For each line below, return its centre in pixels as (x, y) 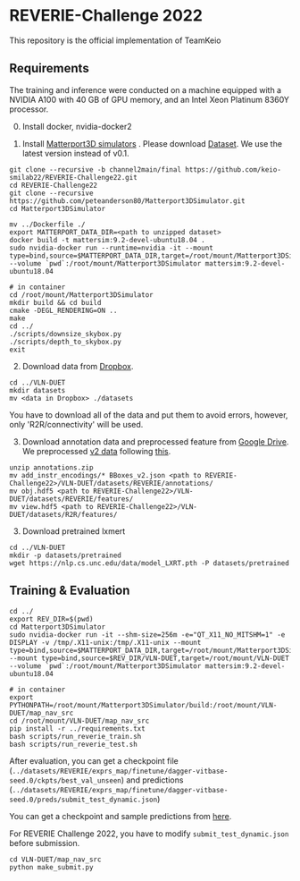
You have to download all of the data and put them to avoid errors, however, (149, 415)
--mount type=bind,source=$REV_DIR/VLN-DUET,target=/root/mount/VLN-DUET (150, 658)
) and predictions (152, 780)
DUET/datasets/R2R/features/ (63, 514)
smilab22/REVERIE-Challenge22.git (74, 177)
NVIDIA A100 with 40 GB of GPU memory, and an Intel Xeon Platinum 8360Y (150, 99)
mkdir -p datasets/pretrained (66, 555)
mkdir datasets (37, 390)
